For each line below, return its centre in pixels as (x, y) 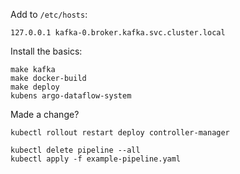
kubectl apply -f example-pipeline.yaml (96, 159)
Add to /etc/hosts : (49, 14)
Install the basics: (46, 51)
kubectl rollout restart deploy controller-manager (120, 133)
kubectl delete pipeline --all (75, 150)
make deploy (35, 87)
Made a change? (45, 114)
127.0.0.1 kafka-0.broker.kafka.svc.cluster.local (118, 33)
